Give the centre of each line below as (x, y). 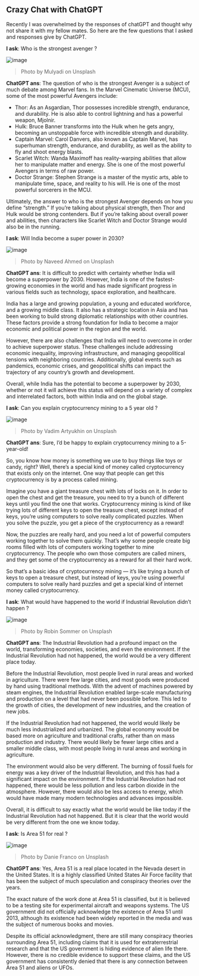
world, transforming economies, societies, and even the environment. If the (98, 649)
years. (14, 887)
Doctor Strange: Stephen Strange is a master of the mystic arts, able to (101, 177)
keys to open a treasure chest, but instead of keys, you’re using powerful (96, 577)
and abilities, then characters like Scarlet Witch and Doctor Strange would (97, 220)
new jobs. (18, 711)
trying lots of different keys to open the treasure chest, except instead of (95, 510)
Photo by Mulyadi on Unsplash (58, 72)
